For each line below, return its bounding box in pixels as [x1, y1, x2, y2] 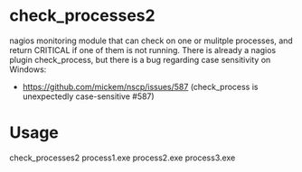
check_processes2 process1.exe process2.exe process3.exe [9, 152, 236, 163]
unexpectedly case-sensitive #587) [22, 91, 156, 102]
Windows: [9, 64, 47, 75]
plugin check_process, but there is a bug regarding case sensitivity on [9, 54, 271, 65]
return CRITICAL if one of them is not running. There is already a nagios [9, 44, 277, 55]
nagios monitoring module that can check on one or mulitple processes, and [9, 35, 294, 46]
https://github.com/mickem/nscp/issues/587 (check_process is [22, 81, 259, 92]
